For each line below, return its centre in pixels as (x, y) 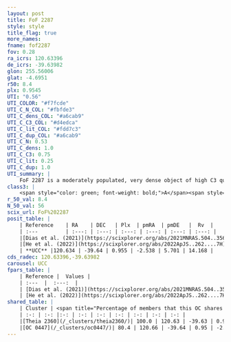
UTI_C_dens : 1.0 (30, 148)
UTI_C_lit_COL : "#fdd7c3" (44, 129)
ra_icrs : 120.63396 (35, 59)
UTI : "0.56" (24, 97)
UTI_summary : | (29, 174)
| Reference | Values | (55, 276)
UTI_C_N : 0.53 (27, 142)
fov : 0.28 (21, 52)
